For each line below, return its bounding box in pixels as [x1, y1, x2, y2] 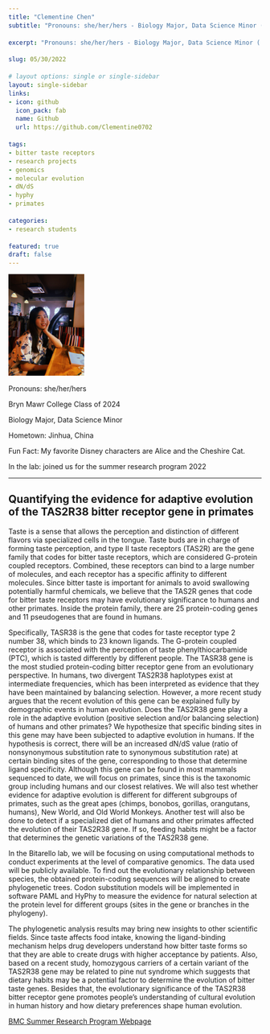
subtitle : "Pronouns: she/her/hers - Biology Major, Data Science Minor [8, 21, 257, 30]
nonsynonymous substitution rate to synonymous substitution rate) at [8, 747, 239, 756]
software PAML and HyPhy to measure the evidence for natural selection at [8, 891, 257, 900]
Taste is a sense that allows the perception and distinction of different [8, 526, 239, 536]
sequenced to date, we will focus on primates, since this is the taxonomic [8, 772, 251, 782]
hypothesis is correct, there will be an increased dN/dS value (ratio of [8, 739, 239, 748]
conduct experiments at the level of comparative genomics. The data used [8, 857, 255, 867]
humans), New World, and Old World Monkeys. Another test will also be [8, 807, 245, 817]
